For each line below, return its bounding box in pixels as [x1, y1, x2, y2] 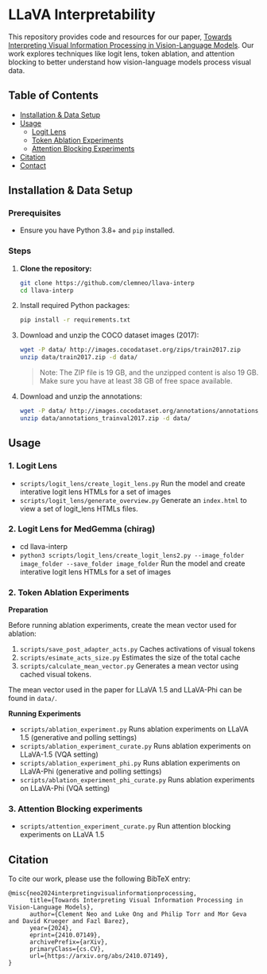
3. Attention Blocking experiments [8, 804, 143, 815]
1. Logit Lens [8, 460, 58, 471]
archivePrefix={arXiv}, [29, 938, 109, 946]
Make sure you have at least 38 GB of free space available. [39, 376, 233, 386]
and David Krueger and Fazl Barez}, [8, 918, 130, 925]
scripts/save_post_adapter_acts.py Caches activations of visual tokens [19, 645, 256, 654]
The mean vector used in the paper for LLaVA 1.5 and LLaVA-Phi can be [8, 685, 242, 695]
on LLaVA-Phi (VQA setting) [19, 784, 110, 793]
